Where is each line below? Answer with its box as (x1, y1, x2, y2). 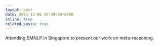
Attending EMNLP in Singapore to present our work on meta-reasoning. (5, 35, 154, 41)
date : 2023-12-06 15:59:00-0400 (5, 12, 73, 17)
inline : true (5, 16, 33, 21)
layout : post (5, 7, 33, 12)
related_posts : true (5, 21, 49, 26)
